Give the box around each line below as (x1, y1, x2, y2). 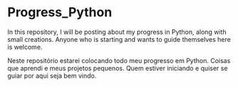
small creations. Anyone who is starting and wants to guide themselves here (7, 35, 232, 43)
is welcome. (7, 42, 43, 51)
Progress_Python (7, 4, 113, 21)
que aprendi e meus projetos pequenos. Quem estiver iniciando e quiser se (7, 64, 228, 72)
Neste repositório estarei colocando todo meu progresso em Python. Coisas (7, 56, 231, 64)
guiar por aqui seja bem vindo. (7, 71, 97, 80)
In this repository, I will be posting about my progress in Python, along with (7, 28, 227, 36)
